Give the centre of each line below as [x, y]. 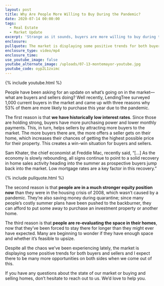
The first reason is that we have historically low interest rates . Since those [81, 117]
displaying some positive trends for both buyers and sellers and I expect [78, 253]
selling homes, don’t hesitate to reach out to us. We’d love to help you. [76, 278]
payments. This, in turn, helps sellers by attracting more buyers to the [75, 128]
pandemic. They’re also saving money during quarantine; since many [74, 198]
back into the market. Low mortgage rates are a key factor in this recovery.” [81, 168]
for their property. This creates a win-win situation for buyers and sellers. [79, 143]
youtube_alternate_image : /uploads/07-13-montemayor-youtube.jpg [73, 64]
